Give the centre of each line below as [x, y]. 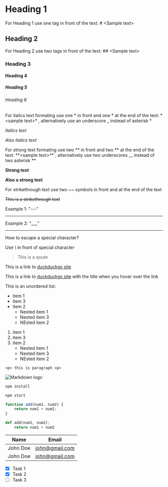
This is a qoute [33, 257]
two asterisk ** [21, 160]
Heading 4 [16, 76]
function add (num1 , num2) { [34, 404]
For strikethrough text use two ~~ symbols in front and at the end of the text [83, 189]
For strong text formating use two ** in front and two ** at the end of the [80, 150]
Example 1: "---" [22, 209]
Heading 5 [16, 87]
